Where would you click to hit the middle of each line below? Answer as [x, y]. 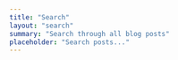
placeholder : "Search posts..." [69, 42]
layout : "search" [42, 26]
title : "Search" [39, 17]
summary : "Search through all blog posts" [89, 34]
